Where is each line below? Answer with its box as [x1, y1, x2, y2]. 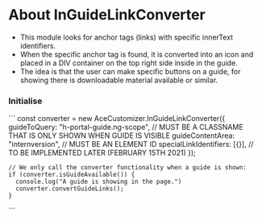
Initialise [8, 95, 43, 106]
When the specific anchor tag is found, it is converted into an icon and [19, 49, 254, 59]
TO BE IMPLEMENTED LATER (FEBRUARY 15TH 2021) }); [8, 148, 196, 158]
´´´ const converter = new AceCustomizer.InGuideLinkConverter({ [8, 114, 226, 123]
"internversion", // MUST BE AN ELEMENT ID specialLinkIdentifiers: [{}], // [8, 140, 254, 149]
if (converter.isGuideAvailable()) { [8, 171, 135, 179]
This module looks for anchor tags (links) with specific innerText [19, 32, 234, 42]
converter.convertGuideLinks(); [15, 185, 125, 193]
